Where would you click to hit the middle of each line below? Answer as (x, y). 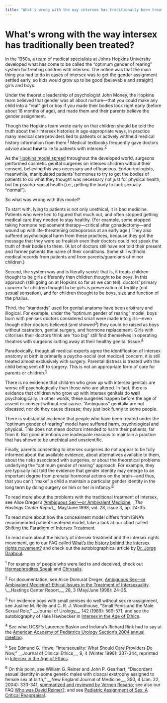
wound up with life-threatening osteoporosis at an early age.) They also (78, 230)
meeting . (14, 637)
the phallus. (17, 298)
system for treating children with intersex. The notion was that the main (78, 69)
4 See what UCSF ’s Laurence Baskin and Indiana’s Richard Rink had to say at (83, 626)
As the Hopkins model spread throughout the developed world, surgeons (80, 158)
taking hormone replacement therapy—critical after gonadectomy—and (78, 225)
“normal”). (16, 190)
